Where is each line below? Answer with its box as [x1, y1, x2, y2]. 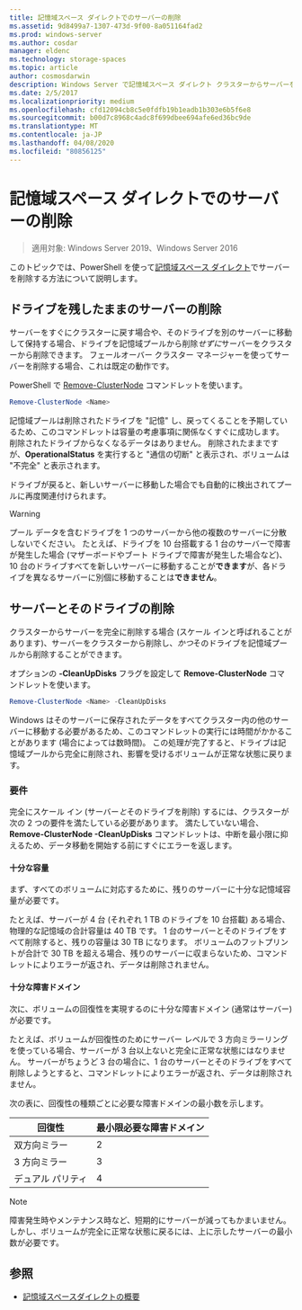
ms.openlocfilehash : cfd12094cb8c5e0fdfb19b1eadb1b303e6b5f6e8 [9, 105, 252, 114]
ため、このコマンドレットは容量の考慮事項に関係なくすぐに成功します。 [16, 426, 285, 437]
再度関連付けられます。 [24, 491, 111, 502]
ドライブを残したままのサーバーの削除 [9, 301, 222, 316]
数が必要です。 [9, 1237, 65, 1248]
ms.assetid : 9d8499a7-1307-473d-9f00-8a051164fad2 [9, 22, 203, 31]
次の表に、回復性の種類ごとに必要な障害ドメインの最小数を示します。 [9, 1098, 269, 1109]
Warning [9, 509, 40, 520]
